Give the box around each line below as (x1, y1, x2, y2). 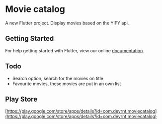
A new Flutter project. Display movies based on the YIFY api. (5, 20, 129, 26)
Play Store (5, 95, 38, 103)
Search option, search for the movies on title (12, 75, 103, 81)
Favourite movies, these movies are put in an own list (12, 81, 121, 87)
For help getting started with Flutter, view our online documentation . (5, 47, 144, 53)
